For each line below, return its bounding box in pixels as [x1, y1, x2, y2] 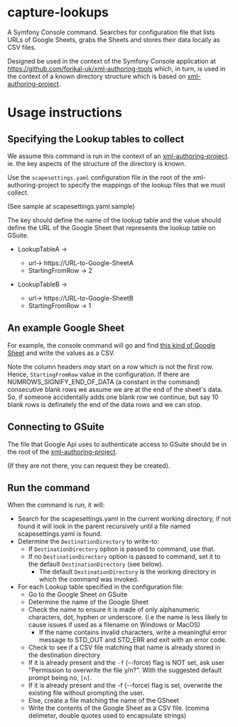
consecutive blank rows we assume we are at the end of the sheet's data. [7, 385, 223, 393]
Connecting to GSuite [7, 421, 104, 433]
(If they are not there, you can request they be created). [7, 461, 171, 470]
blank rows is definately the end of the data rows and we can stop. [7, 400, 202, 408]
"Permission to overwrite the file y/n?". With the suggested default [28, 666, 222, 674]
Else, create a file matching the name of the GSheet [28, 696, 180, 705]
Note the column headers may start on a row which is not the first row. [7, 362, 214, 371]
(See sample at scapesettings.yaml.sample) [7, 202, 135, 210]
